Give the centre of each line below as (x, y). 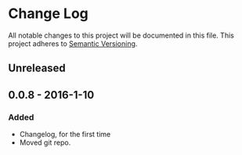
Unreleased (37, 68)
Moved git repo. (45, 142)
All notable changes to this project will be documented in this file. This (121, 35)
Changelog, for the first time (65, 135)
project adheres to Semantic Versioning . (73, 43)
